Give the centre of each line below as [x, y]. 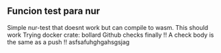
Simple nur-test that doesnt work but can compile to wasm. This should [108, 27]
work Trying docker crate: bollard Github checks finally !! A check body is [110, 35]
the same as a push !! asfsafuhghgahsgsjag [68, 42]
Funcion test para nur [54, 11]
